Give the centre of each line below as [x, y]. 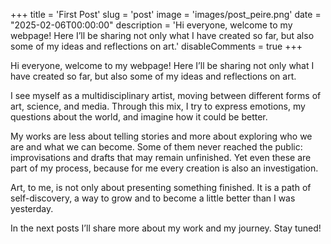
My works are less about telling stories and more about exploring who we [161, 136]
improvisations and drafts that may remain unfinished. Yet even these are [161, 157]
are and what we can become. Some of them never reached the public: [156, 147]
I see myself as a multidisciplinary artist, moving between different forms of [166, 95]
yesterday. [32, 208]
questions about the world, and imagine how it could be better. [139, 117]
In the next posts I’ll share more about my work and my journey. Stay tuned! [166, 228]
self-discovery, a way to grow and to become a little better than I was [153, 198]
